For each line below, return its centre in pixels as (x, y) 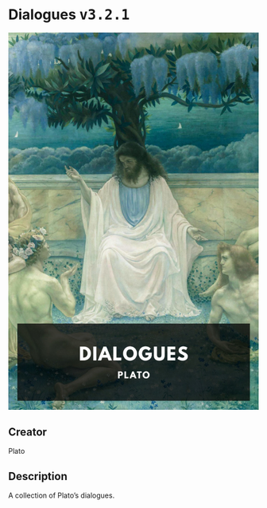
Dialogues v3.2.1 (69, 15)
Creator (28, 432)
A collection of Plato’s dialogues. (62, 495)
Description (38, 476)
